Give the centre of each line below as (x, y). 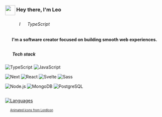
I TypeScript (35, 24)
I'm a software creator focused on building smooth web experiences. (84, 39)
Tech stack (24, 54)
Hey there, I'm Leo (39, 10)
